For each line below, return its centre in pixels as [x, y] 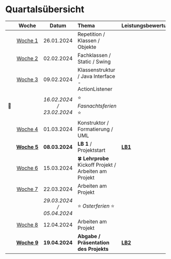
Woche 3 [27, 79]
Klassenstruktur [96, 70]
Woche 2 [27, 58]
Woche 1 [27, 40]
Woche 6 [27, 168]
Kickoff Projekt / [97, 165]
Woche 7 [27, 189]
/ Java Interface [96, 76]
